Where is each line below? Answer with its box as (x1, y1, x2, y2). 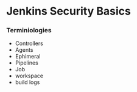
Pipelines (15, 59, 38, 66)
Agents (15, 46, 33, 54)
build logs (15, 79, 40, 86)
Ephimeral (15, 53, 41, 60)
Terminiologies (6, 26, 52, 35)
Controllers (15, 40, 44, 47)
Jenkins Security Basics (6, 4, 131, 18)
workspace (15, 72, 44, 80)
